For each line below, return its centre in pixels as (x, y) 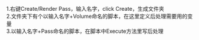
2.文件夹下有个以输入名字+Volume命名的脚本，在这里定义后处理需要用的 (97, 16)
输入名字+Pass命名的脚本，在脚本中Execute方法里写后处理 (90, 31)
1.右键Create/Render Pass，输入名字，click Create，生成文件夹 (85, 9)
